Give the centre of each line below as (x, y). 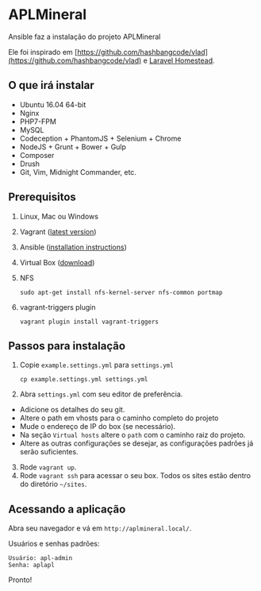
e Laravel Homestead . (179, 60)
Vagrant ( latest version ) (58, 231)
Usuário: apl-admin (40, 558)
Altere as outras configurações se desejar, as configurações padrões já (136, 443)
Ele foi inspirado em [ (43, 52)
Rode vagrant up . (48, 467)
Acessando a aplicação (67, 509)
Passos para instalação (67, 346)
